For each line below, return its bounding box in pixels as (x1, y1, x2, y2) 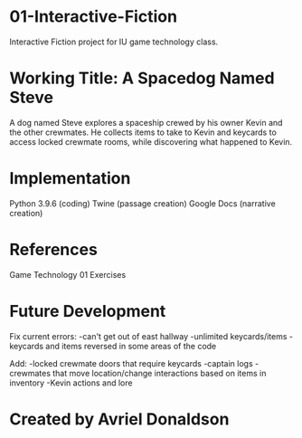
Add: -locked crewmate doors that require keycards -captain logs (9, 357, 253, 368)
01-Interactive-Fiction (9, 6, 178, 27)
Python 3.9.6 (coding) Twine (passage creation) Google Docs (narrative (9, 197, 276, 209)
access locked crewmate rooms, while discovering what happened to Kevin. (9, 136, 293, 147)
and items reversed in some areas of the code (44, 340, 217, 351)
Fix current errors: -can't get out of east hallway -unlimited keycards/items (9, 330, 288, 341)
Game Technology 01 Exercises (9, 269, 127, 280)
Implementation (9, 168, 131, 189)
